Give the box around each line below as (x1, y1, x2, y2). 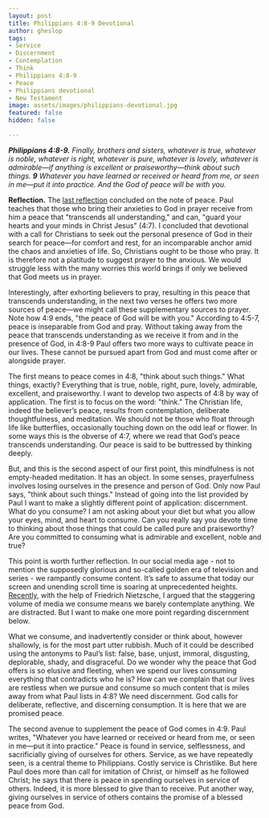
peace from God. (8, 800, 65, 810)
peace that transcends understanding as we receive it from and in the (8, 330, 239, 340)
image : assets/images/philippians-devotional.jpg (8, 101, 178, 109)
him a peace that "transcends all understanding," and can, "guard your (8, 212, 243, 222)
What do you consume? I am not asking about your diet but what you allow (8, 506, 255, 516)
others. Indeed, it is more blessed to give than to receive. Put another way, (8, 783, 255, 793)
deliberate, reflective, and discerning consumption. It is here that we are (8, 700, 247, 710)
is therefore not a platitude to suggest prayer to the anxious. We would (8, 255, 242, 264)
